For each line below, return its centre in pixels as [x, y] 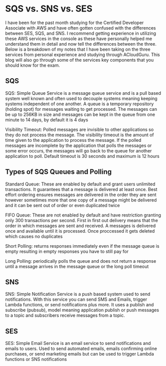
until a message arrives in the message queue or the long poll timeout [77, 266]
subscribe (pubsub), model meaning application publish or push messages [82, 310]
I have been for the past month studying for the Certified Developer [74, 23]
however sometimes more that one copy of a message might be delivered [81, 200]
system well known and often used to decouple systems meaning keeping [81, 98]
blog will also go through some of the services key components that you [79, 60]
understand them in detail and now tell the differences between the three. [81, 44]
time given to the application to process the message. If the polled [73, 140]
